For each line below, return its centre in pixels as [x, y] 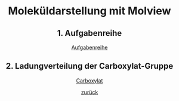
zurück [89, 92]
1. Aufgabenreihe [89, 33]
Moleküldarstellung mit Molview [89, 11]
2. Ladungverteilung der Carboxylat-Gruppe [89, 66]
